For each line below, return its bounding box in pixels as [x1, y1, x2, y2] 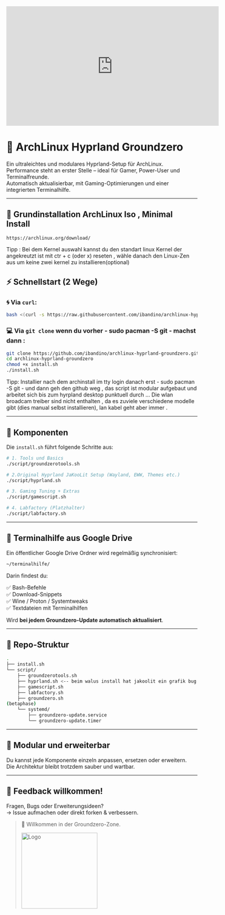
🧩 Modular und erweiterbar [6, 740, 110, 750]
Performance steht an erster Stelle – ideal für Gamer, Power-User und [6, 166, 180, 174]
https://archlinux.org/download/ [6, 235, 91, 241]
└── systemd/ [17, 707, 50, 713]
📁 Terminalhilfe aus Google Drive [6, 533, 133, 543]
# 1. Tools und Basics [6, 455, 64, 461]
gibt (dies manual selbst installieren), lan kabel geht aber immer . [6, 404, 168, 412]
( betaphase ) [6, 701, 36, 707]
